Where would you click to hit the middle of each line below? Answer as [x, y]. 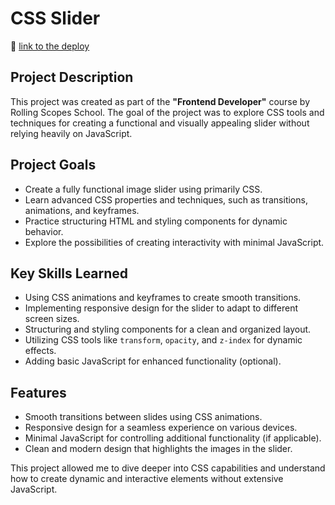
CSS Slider [55, 18]
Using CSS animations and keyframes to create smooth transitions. [163, 298]
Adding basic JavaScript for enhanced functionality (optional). [153, 361]
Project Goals [53, 165]
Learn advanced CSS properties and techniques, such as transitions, [166, 199]
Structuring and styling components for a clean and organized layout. [168, 329]
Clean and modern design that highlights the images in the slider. [158, 449]
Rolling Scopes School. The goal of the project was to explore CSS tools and [167, 112]
